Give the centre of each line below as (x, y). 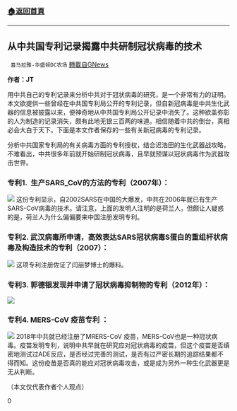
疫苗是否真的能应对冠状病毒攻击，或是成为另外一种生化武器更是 (137, 363)
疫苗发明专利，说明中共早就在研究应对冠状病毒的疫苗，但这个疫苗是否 (121, 345)
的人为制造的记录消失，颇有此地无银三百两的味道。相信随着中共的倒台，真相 (119, 121)
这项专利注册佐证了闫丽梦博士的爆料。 (72, 265)
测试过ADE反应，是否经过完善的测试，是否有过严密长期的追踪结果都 (119, 354)
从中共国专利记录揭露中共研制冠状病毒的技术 (105, 46)
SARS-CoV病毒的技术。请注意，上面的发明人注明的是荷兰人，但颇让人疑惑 (116, 208)
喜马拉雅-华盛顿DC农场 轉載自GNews (60, 64)
